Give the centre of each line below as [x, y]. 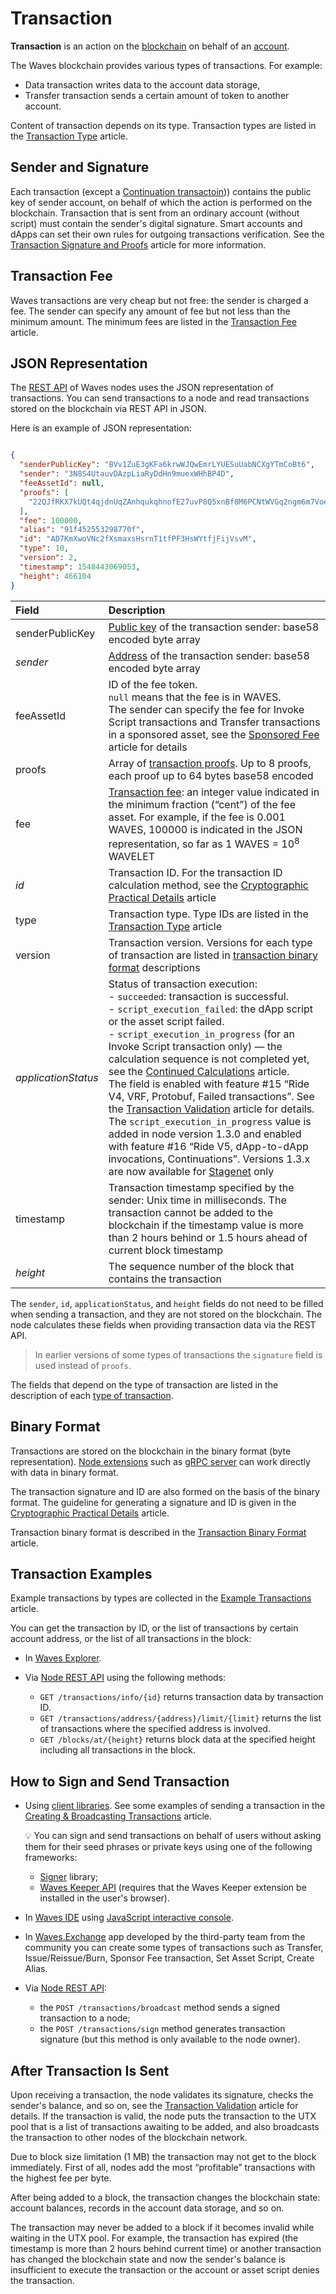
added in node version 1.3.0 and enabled [205, 1134]
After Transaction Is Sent [90, 2070]
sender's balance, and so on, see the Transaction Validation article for [154, 2106]
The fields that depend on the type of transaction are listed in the [144, 1384]
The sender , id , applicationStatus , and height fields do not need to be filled [167, 1303]
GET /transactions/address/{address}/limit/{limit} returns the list [180, 1718]
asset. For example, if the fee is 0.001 [197, 817]
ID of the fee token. [153, 684]
